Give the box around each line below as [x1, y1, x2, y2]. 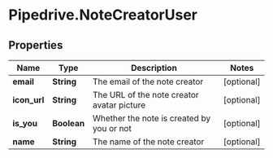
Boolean [52, 118, 85, 129]
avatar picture [92, 99, 146, 111]
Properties [8, 38, 63, 52]
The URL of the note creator [92, 90, 199, 100]
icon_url [12, 94, 45, 105]
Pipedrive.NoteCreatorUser [8, 6, 197, 24]
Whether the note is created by [92, 112, 211, 124]
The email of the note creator [92, 76, 204, 87]
